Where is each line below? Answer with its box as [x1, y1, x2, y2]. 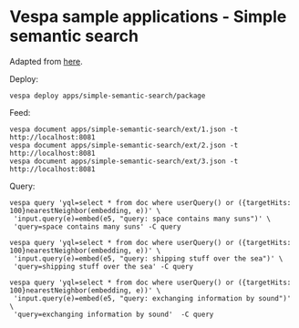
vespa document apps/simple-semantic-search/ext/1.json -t [9, 125, 239, 134]
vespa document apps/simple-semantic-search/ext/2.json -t [9, 140, 239, 149]
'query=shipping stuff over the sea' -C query [13, 261, 194, 271]
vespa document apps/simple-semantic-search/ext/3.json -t [9, 157, 239, 166]
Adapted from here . [9, 56, 84, 67]
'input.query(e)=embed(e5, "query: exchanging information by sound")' [13, 293, 292, 302]
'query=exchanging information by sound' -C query [13, 310, 214, 319]
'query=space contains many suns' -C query [13, 221, 181, 231]
